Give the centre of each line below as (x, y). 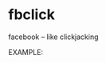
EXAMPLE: (26, 52)
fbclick (32, 15)
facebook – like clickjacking (53, 37)
